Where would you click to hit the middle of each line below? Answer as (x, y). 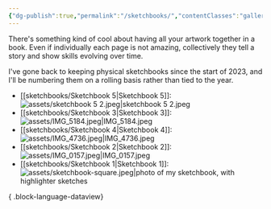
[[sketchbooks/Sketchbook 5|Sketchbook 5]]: (96, 95)
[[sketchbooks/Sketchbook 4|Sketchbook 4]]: (96, 129)
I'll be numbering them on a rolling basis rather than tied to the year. (121, 80)
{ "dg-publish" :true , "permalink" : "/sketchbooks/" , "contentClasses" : (124, 16)
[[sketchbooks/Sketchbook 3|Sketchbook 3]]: (96, 113)
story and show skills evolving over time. (76, 55)
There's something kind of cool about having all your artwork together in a (132, 39)
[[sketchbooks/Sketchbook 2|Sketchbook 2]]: (96, 146)
